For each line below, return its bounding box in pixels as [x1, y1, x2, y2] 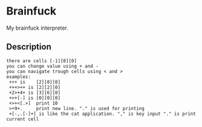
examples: [6, 74, 31, 80]
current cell [6, 116, 39, 122]
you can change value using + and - [6, 63, 99, 69]
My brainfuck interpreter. [6, 24, 68, 31]
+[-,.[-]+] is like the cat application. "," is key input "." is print [8, 111, 197, 117]
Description [6, 42, 51, 52]
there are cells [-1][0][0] [6, 57, 77, 64]
